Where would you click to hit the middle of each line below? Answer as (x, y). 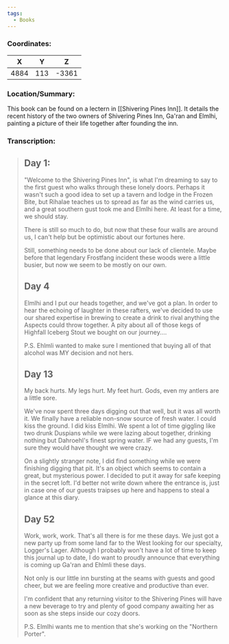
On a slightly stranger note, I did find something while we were (112, 461)
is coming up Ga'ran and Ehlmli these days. (85, 565)
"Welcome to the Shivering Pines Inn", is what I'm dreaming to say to (121, 180)
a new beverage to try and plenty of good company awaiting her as (119, 606)
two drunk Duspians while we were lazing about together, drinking (117, 433)
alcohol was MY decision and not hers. (79, 353)
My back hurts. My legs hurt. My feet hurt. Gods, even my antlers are (121, 391)
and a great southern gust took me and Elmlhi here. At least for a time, (123, 209)
